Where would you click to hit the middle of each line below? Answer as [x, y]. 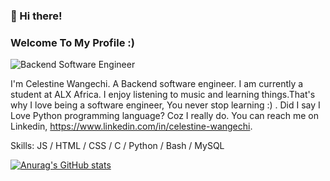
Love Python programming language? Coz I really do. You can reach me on [164, 116]
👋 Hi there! [36, 16]
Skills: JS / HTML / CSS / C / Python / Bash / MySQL [117, 146]
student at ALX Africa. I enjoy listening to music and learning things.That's [163, 95]
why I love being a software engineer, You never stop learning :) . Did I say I [165, 105]
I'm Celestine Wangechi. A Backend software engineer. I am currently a [157, 84]
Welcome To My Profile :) [72, 42]
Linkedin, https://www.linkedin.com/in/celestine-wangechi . [131, 126]
